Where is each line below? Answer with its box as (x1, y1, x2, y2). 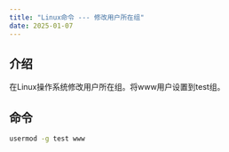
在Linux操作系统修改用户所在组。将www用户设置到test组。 (9, 82, 225, 92)
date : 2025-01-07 (9, 21, 74, 30)
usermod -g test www (9, 134, 86, 143)
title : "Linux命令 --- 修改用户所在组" (9, 12, 145, 22)
